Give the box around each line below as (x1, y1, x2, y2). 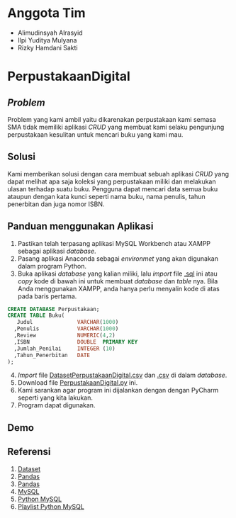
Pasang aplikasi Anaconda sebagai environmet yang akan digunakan (17, 254, 218, 263)
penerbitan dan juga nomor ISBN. (7, 200, 105, 208)
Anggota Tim (7, 5, 86, 21)
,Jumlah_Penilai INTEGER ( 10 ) (13, 345, 116, 352)
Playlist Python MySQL (17, 502, 85, 511)
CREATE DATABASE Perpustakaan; (7, 305, 100, 313)
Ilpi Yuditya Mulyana (17, 35, 77, 44)
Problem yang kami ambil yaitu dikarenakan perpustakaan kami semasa (7, 115, 216, 123)
